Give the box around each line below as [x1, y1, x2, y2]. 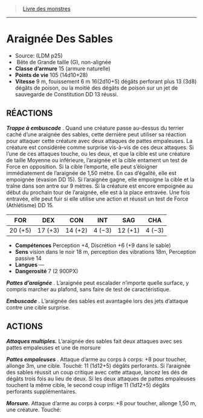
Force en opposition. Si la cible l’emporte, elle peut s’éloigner [6, 163, 158, 170]
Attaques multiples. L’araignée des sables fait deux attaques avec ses [6, 337, 182, 345]
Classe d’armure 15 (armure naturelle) [14, 65, 111, 72]
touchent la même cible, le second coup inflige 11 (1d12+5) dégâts [6, 381, 170, 388]
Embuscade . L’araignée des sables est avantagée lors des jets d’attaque [6, 297, 188, 305]
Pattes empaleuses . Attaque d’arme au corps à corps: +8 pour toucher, [6, 356, 187, 363]
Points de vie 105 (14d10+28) [14, 71, 88, 78]
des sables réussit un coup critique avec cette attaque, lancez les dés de [6, 368, 188, 376]
